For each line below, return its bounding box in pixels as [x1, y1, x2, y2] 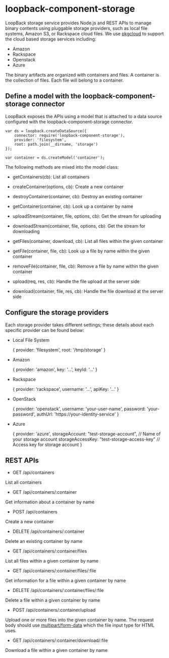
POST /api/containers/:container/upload [12, 607, 96, 613]
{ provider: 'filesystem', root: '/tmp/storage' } [12, 347, 106, 353]
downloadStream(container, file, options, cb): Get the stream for [12, 223, 146, 229]
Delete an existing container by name [5, 538, 83, 544]
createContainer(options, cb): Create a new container [12, 184, 124, 190]
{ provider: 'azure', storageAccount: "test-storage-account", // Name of [12, 430, 161, 436]
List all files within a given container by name [5, 558, 99, 564]
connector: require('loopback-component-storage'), [14, 133, 125, 138]
